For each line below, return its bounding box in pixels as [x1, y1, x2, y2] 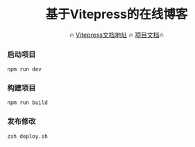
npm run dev [7, 66, 42, 73]
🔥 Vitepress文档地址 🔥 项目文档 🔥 [69, 31, 164, 39]
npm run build [7, 99, 49, 106]
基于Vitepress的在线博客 [45, 6, 188, 22]
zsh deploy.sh [7, 132, 49, 140]
